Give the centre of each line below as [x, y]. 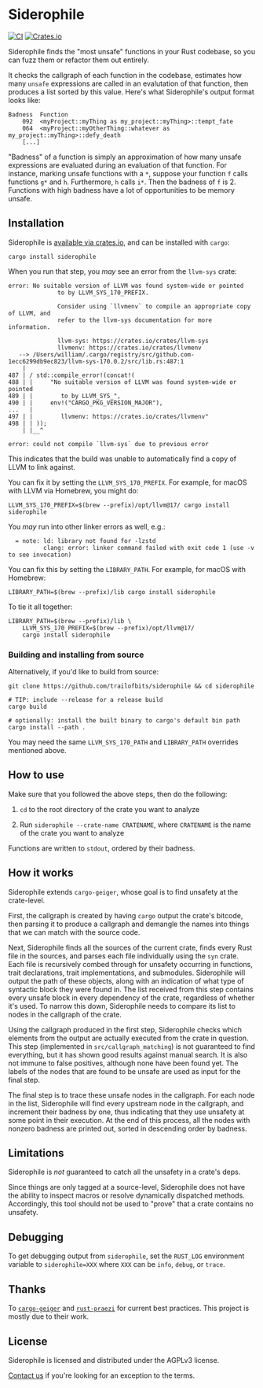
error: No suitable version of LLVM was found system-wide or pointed [126, 286]
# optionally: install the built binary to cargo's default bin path [124, 721]
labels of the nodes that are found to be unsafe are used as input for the [124, 1071]
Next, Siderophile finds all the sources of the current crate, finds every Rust [130, 947]
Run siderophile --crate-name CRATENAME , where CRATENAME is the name [135, 825]
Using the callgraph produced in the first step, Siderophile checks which [125, 1029]
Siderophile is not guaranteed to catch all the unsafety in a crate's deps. [124, 1172]
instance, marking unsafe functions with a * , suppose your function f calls [128, 173]
